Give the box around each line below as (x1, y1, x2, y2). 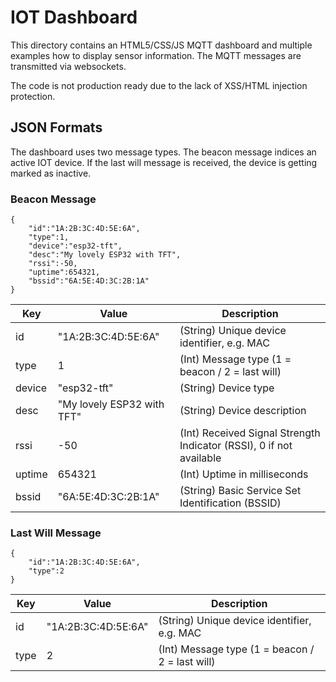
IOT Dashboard (10, 6, 138, 29)
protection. (10, 90, 56, 102)
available (179, 451, 222, 465)
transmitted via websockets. (10, 60, 127, 72)
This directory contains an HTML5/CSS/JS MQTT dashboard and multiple (10, 39, 313, 51)
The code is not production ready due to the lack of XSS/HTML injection (10, 79, 308, 91)
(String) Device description (179, 404, 307, 418)
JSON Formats (10, 119, 103, 136)
